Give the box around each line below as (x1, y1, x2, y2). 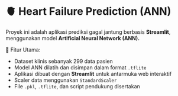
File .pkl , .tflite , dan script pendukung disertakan (14, 82, 140, 89)
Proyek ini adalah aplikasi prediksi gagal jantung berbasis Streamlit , (5, 28, 171, 36)
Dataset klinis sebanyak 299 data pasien (14, 57, 113, 65)
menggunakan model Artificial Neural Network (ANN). (5, 34, 140, 41)
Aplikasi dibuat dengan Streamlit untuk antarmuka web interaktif (14, 70, 172, 77)
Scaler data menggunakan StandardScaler (14, 76, 117, 84)
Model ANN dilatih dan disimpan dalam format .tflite (14, 63, 147, 71)
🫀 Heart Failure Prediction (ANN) (5, 5, 171, 18)
